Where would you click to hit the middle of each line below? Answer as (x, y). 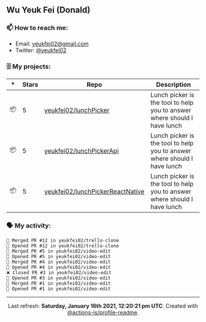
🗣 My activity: (29, 225)
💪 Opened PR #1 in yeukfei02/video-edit (59, 289)
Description (174, 84)
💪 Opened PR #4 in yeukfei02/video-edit (59, 267)
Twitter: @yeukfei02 (41, 50)
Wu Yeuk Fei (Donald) (48, 10)
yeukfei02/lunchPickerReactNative (94, 191)
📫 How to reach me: (37, 28)
